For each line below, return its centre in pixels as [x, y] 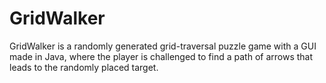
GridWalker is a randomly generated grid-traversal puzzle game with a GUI [163, 46]
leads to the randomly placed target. [84, 67]
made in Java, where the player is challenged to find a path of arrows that [161, 56]
